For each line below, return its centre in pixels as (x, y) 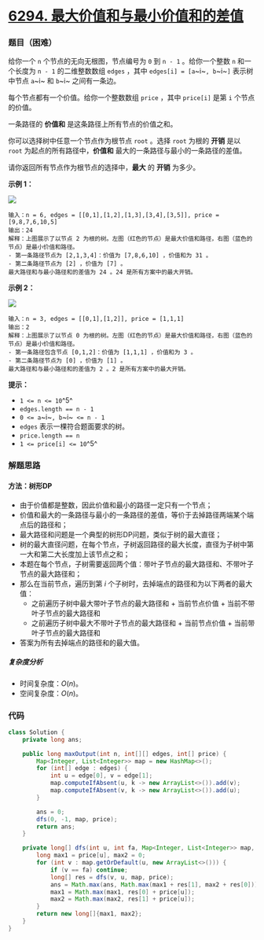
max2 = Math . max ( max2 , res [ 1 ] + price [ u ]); (122, 899)
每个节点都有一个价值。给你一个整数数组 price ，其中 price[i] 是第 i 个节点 (132, 98)
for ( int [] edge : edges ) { (82, 769)
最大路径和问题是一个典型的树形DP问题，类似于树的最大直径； (121, 534)
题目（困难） (33, 42)
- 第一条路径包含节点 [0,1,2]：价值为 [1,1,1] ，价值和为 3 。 (103, 352)
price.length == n (49, 436)
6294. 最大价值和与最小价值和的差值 (126, 16)
